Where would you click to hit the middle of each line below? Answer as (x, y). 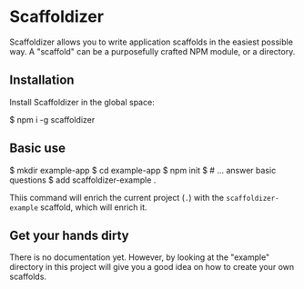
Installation (42, 80)
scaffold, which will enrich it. (94, 207)
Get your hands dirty (69, 235)
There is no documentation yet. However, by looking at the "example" (140, 257)
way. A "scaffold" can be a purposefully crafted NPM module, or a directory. (152, 51)
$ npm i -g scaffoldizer (52, 119)
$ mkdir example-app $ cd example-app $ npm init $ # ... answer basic (143, 170)
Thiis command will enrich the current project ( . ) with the (117, 197)
